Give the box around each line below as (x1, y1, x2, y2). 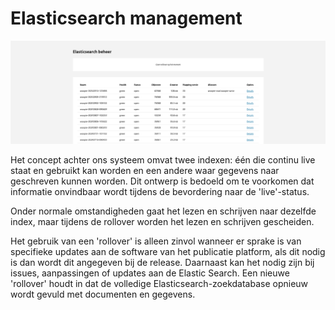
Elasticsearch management (10, 7, 243, 30)
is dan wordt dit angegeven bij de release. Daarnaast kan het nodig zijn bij (10, 256, 315, 268)
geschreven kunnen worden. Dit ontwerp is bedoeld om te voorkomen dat (10, 175, 315, 187)
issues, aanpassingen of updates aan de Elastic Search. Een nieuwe (10, 267, 290, 279)
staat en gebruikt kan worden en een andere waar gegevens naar (10, 164, 280, 176)
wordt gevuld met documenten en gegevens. (10, 288, 196, 300)
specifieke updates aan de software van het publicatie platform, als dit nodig (10, 245, 326, 257)
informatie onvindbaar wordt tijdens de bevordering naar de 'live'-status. (10, 185, 310, 197)
